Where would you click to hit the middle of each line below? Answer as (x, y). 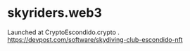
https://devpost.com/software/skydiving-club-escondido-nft (95, 39)
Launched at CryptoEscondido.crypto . (63, 32)
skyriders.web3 (55, 13)
